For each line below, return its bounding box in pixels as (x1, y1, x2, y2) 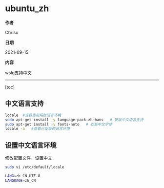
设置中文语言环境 (5, 141, 57, 149)
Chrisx (5, 29, 19, 35)
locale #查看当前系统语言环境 (5, 113, 61, 118)
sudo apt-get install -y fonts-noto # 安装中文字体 (5, 122, 112, 127)
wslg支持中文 (5, 69, 32, 76)
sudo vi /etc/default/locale (5, 165, 64, 170)
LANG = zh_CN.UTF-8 (5, 173, 41, 178)
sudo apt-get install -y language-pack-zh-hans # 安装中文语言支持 (5, 117, 144, 122)
